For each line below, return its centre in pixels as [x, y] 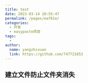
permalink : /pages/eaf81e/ [32, 18]
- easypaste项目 [25, 32]
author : [13, 45]
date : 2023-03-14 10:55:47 [32, 14]
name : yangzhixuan [28, 49]
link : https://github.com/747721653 [46, 54]
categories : [17, 23]
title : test [17, 9]
